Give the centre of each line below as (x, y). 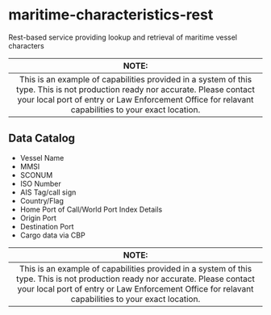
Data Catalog (42, 139)
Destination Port (47, 226)
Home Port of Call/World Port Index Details (91, 209)
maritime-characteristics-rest (111, 15)
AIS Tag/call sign (48, 192)
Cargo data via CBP (53, 235)
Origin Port (38, 218)
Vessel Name (42, 157)
